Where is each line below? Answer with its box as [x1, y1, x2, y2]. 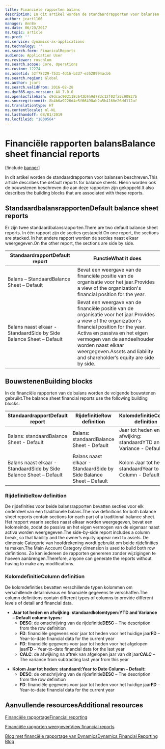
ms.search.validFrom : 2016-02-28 [5, 84, 74, 90]
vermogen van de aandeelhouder [77, 336, 154, 343]
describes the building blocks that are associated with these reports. [5, 190, 144, 195]
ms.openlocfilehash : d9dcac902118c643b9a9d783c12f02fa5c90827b [5, 94, 137, 99]
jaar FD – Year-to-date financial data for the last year [19, 646, 125, 652]
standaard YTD [119, 439, 153, 446]
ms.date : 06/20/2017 [5, 26, 48, 30]
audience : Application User [5, 53, 63, 58]
